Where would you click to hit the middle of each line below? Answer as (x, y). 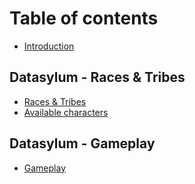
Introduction (49, 46)
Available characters (66, 112)
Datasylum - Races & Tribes (97, 77)
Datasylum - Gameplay (82, 143)
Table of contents (84, 18)
